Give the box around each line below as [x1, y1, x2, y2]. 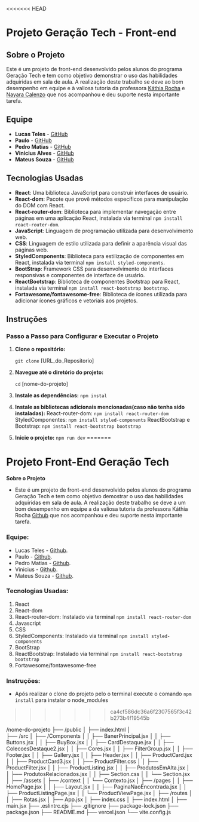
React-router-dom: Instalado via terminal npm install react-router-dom [14, 613, 191, 620]
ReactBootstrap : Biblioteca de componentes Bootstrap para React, [14, 278, 180, 285]
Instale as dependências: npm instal [14, 392, 108, 399]
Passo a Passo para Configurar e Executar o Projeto [6, 332, 159, 340]
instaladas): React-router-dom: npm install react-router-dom [14, 410, 169, 417]
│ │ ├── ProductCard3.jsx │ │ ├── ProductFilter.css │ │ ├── [6, 758, 158, 765]
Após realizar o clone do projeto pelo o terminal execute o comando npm [14, 690, 192, 698]
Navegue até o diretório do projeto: [14, 369, 103, 376]
